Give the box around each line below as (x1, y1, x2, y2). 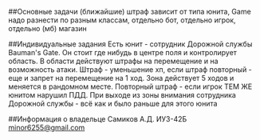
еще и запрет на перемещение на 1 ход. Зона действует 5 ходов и (8, 74, 234, 82)
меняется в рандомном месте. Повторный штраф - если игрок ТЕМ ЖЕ (8, 82, 253, 91)
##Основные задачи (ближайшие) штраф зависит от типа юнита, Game (8, 7, 251, 16)
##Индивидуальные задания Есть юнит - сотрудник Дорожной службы (8, 39, 253, 49)
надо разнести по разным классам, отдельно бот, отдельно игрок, (8, 15, 237, 25)
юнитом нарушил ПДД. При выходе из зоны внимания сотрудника (8, 90, 237, 99)
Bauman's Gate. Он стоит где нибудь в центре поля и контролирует (8, 48, 238, 57)
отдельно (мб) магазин (8, 24, 87, 33)
